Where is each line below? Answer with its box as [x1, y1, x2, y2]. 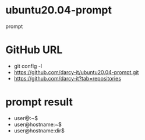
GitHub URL [5, 43, 63, 57]
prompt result [5, 96, 73, 108]
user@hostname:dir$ [13, 127, 65, 134]
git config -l [13, 62, 42, 69]
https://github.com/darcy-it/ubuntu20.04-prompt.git [13, 68, 139, 76]
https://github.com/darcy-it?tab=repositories [13, 75, 122, 82]
